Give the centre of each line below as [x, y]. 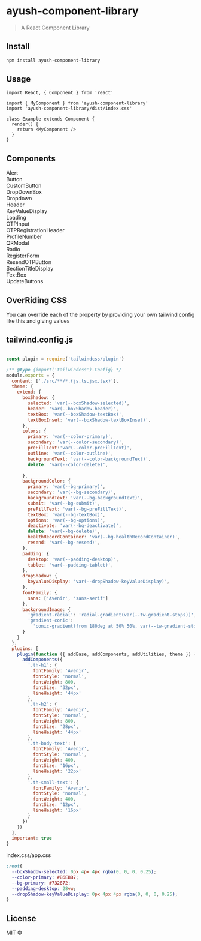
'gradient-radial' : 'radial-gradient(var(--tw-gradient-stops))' [111, 615]
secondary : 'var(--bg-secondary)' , [72, 492]
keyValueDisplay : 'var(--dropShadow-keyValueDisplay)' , [99, 582]
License [21, 918]
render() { [25, 124]
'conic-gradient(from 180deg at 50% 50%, [85, 626]
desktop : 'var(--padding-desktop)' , [73, 559]
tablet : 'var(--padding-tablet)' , [71, 565]
